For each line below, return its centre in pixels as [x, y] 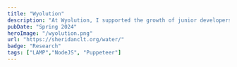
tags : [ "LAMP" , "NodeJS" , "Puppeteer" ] [64, 53]
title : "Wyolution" [36, 14]
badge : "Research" [34, 46]
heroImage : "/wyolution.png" [50, 33]
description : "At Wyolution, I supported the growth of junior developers [120, 20]
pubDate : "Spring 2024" [42, 27]
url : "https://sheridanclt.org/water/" [66, 40]
